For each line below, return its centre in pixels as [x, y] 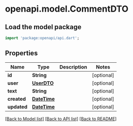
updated [18, 107]
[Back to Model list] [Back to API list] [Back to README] [61, 119]
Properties [21, 53]
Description [73, 67]
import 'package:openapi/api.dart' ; [42, 38]
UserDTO [43, 83]
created [17, 99]
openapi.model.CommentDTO [67, 9]
